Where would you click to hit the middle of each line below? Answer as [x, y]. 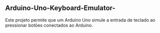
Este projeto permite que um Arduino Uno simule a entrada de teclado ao [80, 20]
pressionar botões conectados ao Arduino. [49, 25]
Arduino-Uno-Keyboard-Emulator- [60, 8]
